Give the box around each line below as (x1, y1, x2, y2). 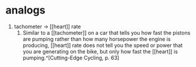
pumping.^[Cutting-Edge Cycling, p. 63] (22, 54, 120, 61)
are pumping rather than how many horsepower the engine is (22, 35, 171, 42)
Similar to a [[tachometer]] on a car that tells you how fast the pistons (22, 29, 191, 36)
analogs (5, 4, 46, 17)
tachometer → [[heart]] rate (13, 23, 82, 30)
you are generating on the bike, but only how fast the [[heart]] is (22, 48, 178, 55)
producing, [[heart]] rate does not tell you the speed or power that (22, 42, 183, 49)
